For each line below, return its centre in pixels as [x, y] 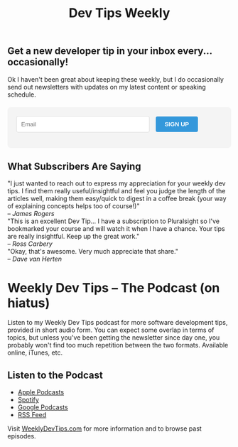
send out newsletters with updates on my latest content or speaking [107, 87]
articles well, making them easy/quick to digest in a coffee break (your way [117, 199]
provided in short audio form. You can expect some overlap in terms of [111, 330]
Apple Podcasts [41, 392]
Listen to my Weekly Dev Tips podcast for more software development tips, [118, 323]
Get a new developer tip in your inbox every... [110, 51]
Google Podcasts [43, 407]
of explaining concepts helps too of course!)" [74, 206]
